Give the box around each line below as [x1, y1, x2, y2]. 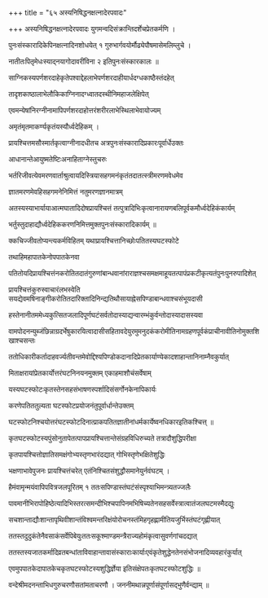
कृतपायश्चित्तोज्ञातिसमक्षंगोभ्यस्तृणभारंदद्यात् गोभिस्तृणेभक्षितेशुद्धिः [8, 450, 165, 459]
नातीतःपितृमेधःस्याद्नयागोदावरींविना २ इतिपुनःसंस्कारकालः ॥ [8, 57, 159, 66]
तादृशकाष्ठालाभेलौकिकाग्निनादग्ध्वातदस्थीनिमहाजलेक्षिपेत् [8, 90, 149, 99]
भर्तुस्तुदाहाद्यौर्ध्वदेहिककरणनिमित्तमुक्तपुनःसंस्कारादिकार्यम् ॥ [8, 220, 156, 229]
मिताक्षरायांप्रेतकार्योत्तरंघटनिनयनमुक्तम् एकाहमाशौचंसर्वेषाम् [8, 368, 152, 378]
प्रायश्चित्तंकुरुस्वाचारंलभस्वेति [8, 285, 81, 294]
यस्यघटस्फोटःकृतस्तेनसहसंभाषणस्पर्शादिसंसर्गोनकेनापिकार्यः [8, 385, 157, 394]
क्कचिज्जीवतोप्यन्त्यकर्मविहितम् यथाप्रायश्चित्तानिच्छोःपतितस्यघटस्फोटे [8, 236, 179, 245]
